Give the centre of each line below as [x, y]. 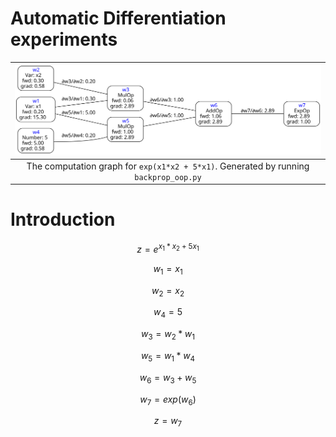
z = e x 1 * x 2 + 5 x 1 [168, 248]
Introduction [63, 219]
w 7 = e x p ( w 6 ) [168, 400]
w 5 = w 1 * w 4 [168, 357]
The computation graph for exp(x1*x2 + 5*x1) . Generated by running [168, 166]
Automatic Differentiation [118, 18]
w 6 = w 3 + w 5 [168, 378]
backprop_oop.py [168, 177]
